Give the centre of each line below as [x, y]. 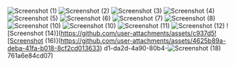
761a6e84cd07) [30, 55]
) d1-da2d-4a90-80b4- [134, 48]
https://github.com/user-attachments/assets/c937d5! [139, 33]
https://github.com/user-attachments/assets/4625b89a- [143, 41]
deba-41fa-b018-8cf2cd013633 [54, 48]
